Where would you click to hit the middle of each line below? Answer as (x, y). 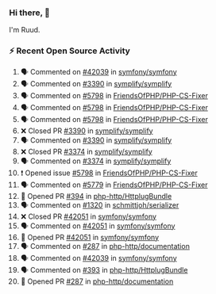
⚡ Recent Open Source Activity (69, 51)
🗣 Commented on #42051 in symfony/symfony (98, 226)
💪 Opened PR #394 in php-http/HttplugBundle (96, 196)
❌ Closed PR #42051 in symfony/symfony (89, 216)
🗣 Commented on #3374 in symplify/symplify (96, 161)
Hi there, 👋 (30, 13)
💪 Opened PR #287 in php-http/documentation (97, 281)
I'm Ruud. (25, 30)
